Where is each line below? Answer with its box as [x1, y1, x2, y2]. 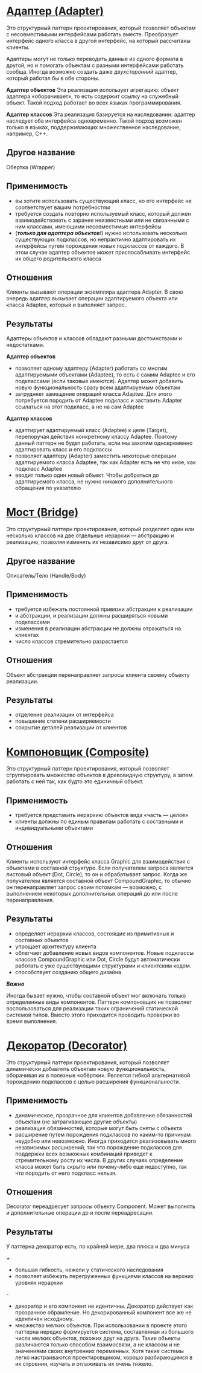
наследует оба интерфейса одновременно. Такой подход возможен [6, 117, 182, 124]
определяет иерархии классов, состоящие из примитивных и [14, 929, 174, 937]
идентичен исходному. [14, 1316, 74, 1323]
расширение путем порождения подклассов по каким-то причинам [14, 1131, 191, 1138]
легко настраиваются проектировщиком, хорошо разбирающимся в [14, 1354, 193, 1361]
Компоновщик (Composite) [6, 745, 150, 759]
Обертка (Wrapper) [6, 163, 55, 170]
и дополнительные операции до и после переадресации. [6, 1209, 154, 1216]
